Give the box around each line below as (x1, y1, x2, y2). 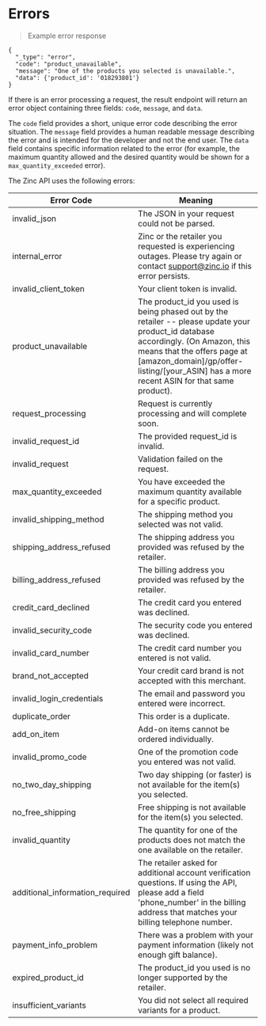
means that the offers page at (138, 345, 248, 356)
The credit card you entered (138, 597, 242, 608)
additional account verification (138, 867, 251, 878)
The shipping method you (138, 508, 234, 519)
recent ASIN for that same (138, 375, 234, 386)
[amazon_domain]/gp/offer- (138, 355, 244, 367)
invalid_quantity (12, 834, 71, 845)
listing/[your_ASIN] (138, 365, 208, 376)
